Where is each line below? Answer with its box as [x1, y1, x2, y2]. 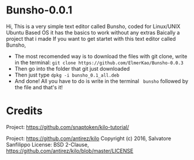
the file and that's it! [14, 84, 63, 91]
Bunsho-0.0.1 [6, 4, 73, 17]
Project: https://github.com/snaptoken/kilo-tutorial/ [6, 123, 130, 130]
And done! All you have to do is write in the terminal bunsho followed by [14, 77, 189, 85]
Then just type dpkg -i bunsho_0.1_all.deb [14, 71, 120, 78]
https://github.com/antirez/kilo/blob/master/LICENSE [6, 147, 134, 154]
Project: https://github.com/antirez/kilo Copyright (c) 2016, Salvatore [6, 135, 172, 142]
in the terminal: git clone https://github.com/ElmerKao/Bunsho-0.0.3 [14, 59, 183, 66]
